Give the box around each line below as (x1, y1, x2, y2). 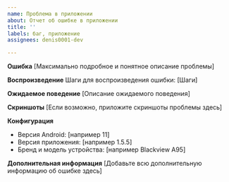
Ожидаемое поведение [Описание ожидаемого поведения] (7, 90, 190, 98)
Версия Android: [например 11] (17, 131, 110, 139)
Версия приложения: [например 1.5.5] (17, 138, 132, 147)
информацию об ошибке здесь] (7, 166, 102, 175)
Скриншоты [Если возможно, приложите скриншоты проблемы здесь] (7, 103, 223, 111)
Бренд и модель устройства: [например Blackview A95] (17, 145, 186, 154)
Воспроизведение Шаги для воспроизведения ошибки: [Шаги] (7, 75, 198, 85)
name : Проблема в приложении (7, 10, 93, 18)
